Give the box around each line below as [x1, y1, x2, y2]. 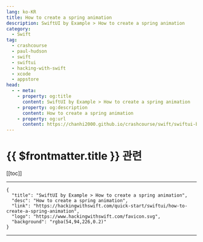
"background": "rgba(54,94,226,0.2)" [11, 219, 107, 225]
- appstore [11, 76, 39, 82]
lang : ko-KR [6, 8, 36, 15]
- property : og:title [17, 93, 71, 99]
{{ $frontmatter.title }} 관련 [6, 149, 142, 163]
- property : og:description [17, 104, 88, 111]
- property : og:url [17, 116, 66, 122]
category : [6, 25, 31, 32]
